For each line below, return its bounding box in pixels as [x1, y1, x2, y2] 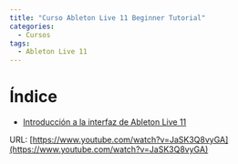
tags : [9, 38, 30, 48]
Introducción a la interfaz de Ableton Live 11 [22, 117, 187, 128]
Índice [9, 87, 57, 108]
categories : [9, 22, 55, 31]
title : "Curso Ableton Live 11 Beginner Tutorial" [9, 13, 206, 23]
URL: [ [9, 134, 34, 146]
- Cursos [17, 30, 51, 39]
